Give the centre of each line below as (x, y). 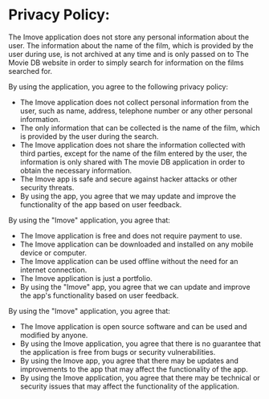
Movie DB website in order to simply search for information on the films (126, 63)
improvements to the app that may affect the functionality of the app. (134, 369)
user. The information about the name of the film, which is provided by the (131, 45)
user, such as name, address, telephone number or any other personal (136, 111)
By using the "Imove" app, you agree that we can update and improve (135, 287)
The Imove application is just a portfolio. (86, 278)
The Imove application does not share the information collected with (132, 145)
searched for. (31, 71)
